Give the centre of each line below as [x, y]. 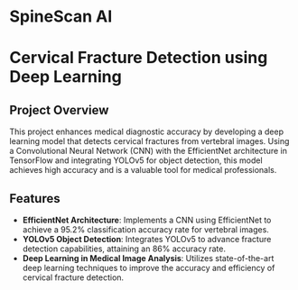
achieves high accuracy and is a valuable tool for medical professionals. [143, 170]
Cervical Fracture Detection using [139, 58]
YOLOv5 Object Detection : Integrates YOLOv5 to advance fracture [147, 239]
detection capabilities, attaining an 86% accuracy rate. [124, 249]
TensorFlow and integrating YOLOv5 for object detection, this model [136, 160]
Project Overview [59, 110]
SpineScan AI [61, 17]
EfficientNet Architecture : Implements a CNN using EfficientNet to [147, 220]
